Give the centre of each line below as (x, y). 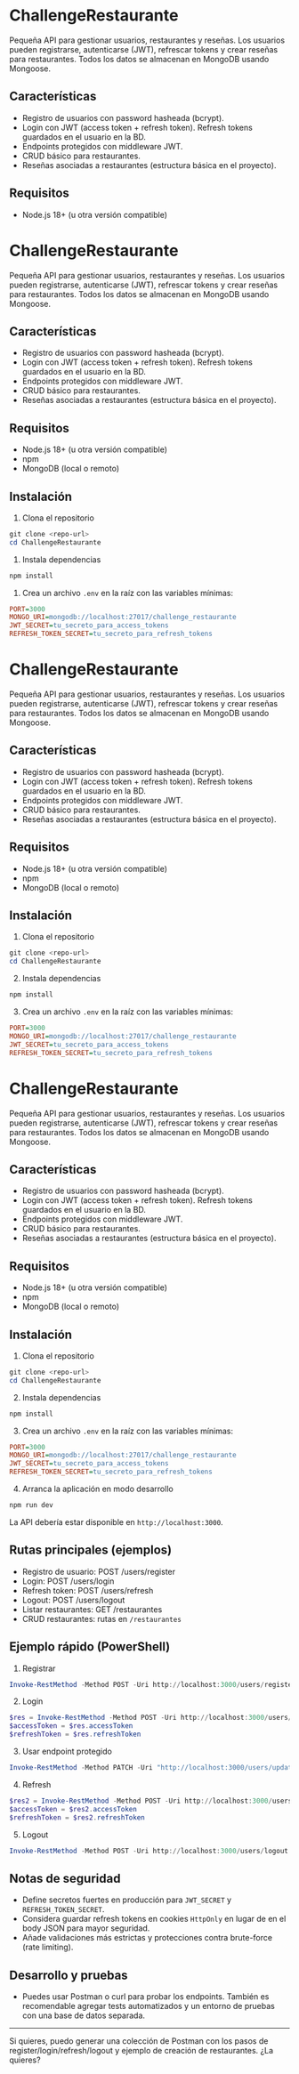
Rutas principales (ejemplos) (91, 1550)
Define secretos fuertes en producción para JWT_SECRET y (127, 1900)
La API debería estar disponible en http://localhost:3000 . (117, 1521)
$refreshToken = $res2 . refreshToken (77, 1817)
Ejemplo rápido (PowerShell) (90, 1647)
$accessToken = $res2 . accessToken (73, 1809)
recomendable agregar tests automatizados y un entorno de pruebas (149, 2006)
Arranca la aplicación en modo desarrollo (97, 1489)
